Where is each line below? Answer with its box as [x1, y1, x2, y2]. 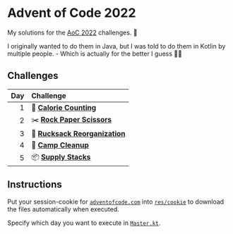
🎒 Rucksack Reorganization [31, 128, 126, 138]
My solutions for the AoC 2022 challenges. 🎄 [7, 28, 138, 37]
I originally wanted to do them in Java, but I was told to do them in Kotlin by [7, 42, 226, 50]
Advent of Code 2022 [7, 5, 136, 21]
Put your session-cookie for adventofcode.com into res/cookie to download [7, 197, 225, 206]
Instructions [7, 178, 62, 191]
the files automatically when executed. [7, 204, 120, 213]
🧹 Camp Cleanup [31, 140, 90, 149]
